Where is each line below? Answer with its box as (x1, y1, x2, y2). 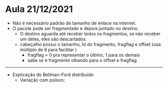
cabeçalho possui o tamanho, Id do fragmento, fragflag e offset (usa (19, 41, 161, 47)
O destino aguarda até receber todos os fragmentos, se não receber (19, 30, 161, 36)
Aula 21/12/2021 (5, 3, 73, 15)
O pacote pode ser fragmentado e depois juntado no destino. (12, 25, 139, 31)
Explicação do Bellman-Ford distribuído (12, 71, 94, 77)
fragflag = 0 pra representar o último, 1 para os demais (27, 51, 140, 58)
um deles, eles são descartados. (19, 36, 87, 42)
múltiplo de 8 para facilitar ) (19, 46, 77, 52)
